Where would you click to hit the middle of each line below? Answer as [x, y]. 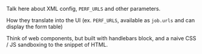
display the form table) [35, 27]
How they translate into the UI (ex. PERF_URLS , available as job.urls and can [101, 20]
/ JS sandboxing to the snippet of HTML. [57, 45]
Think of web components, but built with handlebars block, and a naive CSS [101, 38]
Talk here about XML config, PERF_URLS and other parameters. [84, 9]
